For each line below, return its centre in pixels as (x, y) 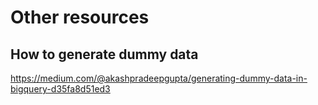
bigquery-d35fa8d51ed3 (60, 89)
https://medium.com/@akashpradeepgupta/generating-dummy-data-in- (159, 78)
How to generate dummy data (104, 54)
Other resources (80, 17)
